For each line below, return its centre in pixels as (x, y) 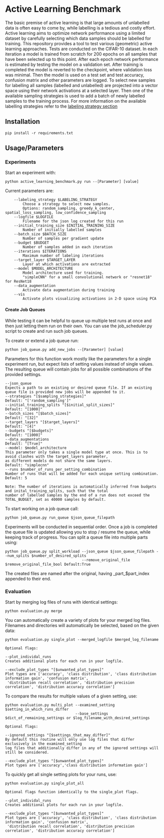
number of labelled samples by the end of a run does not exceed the (78, 495)
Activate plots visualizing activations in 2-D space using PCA (90, 299)
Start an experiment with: (31, 173)
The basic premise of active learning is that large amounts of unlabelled (77, 23)
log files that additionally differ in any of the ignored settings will (82, 748)
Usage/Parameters (35, 148)
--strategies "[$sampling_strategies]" (46, 396)
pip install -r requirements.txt (39, 133)
